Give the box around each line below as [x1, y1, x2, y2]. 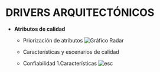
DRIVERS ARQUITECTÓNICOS [5, 6, 155, 19]
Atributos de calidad [14, 25, 66, 32]
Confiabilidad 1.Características [22, 60, 97, 67]
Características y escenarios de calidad [22, 48, 119, 55]
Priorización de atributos [22, 37, 83, 44]
